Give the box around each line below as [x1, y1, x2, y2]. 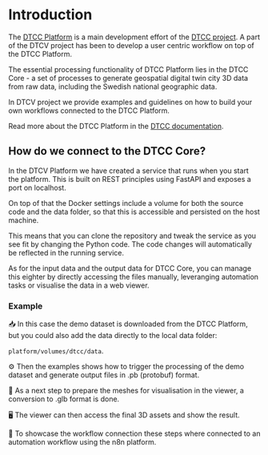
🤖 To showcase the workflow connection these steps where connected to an [8, 429, 261, 438]
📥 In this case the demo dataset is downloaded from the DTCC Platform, [8, 319, 248, 329]
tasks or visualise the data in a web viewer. [8, 280, 150, 290]
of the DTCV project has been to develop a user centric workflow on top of [8, 40, 254, 50]
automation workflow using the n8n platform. [8, 437, 157, 447]
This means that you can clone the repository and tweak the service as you [8, 231, 257, 240]
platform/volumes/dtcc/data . [8, 346, 104, 356]
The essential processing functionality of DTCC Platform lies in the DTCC [8, 64, 249, 74]
